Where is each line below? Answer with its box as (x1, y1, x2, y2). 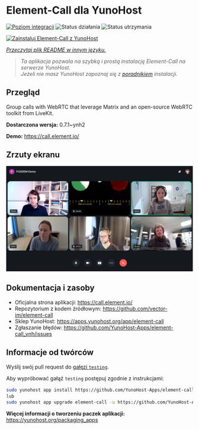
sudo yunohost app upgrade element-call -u (6, 399, 115, 405)
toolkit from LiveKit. (6, 109, 54, 116)
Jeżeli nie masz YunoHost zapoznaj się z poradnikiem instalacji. (20, 70, 178, 77)
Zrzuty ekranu (6, 150, 60, 160)
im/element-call (14, 311, 53, 318)
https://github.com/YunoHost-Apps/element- (63, 324, 174, 331)
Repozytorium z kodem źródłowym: (14, 305, 102, 312)
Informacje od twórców (6, 348, 94, 358)
